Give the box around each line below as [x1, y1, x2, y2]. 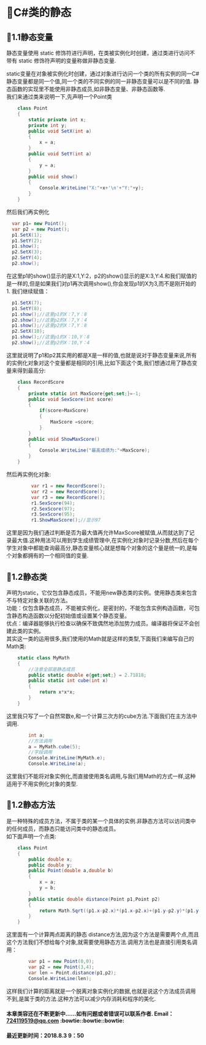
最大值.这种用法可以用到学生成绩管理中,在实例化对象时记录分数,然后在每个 [11, 537, 199, 544]
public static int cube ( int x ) [28, 678, 109, 684]
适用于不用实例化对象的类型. [6, 780, 78, 788]
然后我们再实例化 [6, 208, 50, 215]
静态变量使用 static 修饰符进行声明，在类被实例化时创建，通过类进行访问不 [6, 50, 195, 56]
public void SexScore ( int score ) [28, 396, 114, 402]
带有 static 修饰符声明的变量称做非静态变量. [6, 57, 116, 64]
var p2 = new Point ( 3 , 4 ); [28, 964, 95, 970]
